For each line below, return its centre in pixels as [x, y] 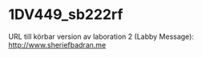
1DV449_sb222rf [66, 15]
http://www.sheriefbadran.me [57, 44]
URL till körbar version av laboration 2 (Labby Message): [101, 36]
